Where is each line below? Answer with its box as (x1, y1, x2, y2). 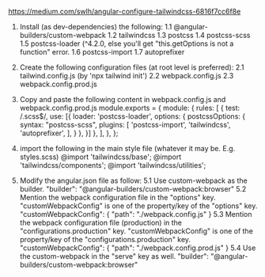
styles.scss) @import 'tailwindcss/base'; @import (19, 152, 182, 161)
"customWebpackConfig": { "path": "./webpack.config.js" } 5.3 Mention (19, 210, 252, 218)
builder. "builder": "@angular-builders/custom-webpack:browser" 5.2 (19, 184, 247, 193)
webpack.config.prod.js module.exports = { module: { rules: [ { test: (19, 103, 240, 112)
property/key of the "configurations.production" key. (19, 235, 191, 244)
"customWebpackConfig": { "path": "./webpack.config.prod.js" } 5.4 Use (19, 243, 256, 252)
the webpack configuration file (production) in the (19, 218, 183, 227)
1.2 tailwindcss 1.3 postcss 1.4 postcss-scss (108, 31, 251, 40)
